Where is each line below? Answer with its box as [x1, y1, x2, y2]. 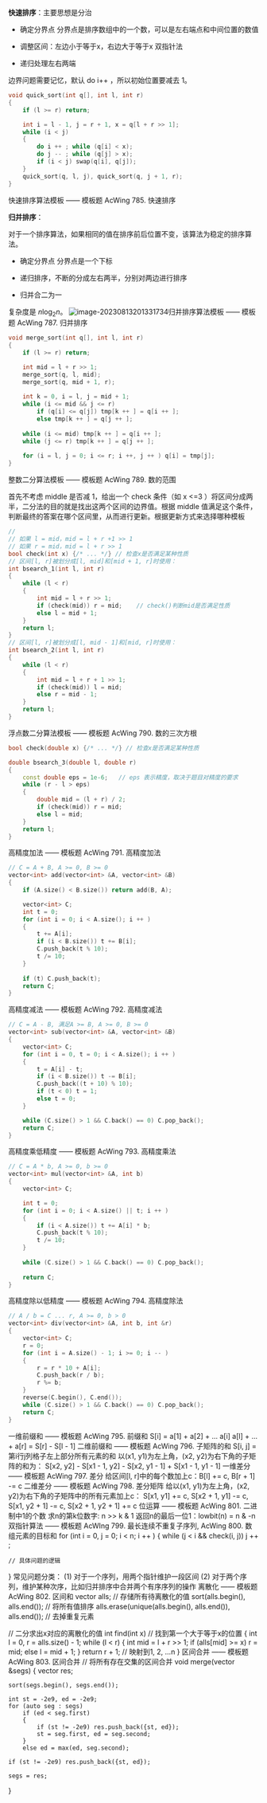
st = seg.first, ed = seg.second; [37, 1730, 151, 1738]
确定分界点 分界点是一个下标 [19, 256, 113, 265]
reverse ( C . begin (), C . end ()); [22, 1393, 123, 1401]
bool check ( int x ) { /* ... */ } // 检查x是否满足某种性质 [8, 550, 189, 558]
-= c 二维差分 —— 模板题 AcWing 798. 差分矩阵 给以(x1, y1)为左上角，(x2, [8, 1481, 250, 1491]
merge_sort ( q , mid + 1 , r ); [22, 378, 115, 386]
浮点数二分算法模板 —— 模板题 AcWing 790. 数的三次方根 [8, 728, 197, 738]
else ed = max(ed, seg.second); [22, 1744, 130, 1752]
